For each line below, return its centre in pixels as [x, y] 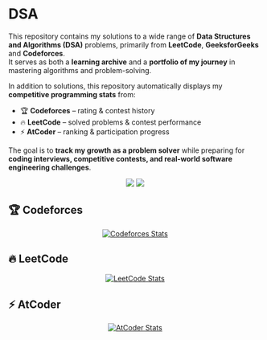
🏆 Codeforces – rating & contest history [87, 110]
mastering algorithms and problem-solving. [80, 70]
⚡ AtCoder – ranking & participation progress [95, 131]
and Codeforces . [37, 53]
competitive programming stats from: [72, 94]
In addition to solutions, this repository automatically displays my [115, 86]
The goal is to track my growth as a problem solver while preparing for [127, 150]
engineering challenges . [50, 167]
